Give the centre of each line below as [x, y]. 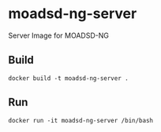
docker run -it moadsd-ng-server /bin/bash [81, 120]
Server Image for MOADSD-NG [58, 35]
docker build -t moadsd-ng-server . [68, 78]
